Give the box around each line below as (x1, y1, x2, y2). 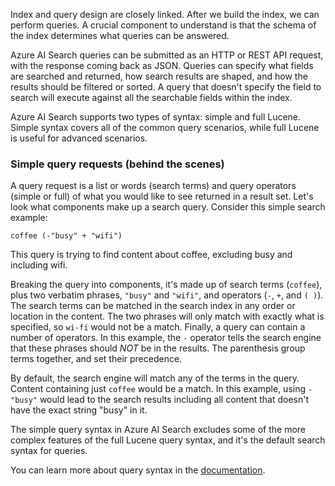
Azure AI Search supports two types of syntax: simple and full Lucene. (10, 111, 302, 123)
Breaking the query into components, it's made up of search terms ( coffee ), (10, 279, 323, 291)
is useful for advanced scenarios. (10, 132, 148, 144)
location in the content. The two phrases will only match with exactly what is (10, 310, 325, 323)
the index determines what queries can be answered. (10, 30, 230, 41)
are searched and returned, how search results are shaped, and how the (10, 70, 308, 82)
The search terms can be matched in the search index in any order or (10, 300, 296, 312)
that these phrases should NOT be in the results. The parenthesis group (10, 342, 306, 354)
